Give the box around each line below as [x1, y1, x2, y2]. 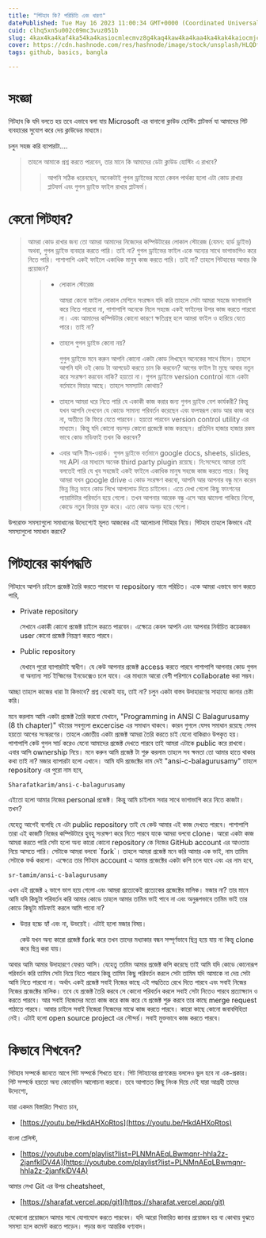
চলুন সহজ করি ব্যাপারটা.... [8, 140, 69, 151]
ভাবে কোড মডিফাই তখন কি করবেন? [59, 432, 141, 441]
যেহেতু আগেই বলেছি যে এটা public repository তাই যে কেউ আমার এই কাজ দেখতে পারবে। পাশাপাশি [8, 819, 249, 829]
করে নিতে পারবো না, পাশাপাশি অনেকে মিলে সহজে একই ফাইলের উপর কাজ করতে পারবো [59, 304, 256, 313]
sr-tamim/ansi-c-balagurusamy [8, 871, 108, 879]
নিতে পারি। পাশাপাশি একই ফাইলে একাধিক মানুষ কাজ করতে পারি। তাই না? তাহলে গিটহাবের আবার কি [27, 255, 257, 264]
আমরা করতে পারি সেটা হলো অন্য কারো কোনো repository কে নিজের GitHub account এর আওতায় [8, 837, 249, 847]
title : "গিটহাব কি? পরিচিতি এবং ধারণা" [8, 11, 107, 20]
